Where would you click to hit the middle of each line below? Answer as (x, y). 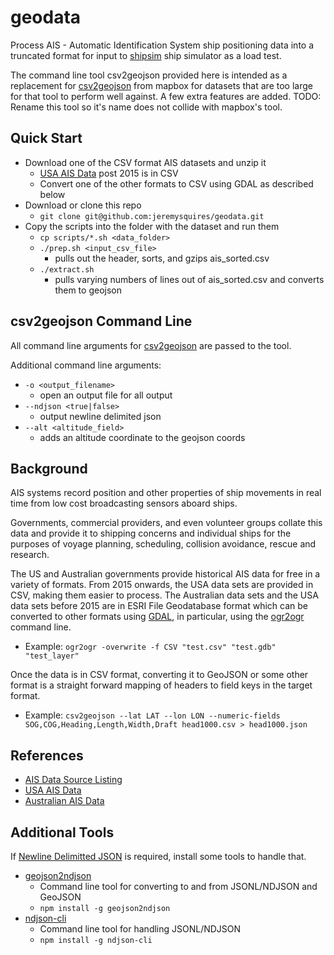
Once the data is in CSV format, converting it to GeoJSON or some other (159, 675)
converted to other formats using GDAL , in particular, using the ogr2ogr (157, 617)
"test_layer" (52, 656)
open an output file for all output (106, 395)
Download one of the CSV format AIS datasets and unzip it (145, 162)
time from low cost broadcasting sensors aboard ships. (124, 503)
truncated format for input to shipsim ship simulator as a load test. (146, 55)
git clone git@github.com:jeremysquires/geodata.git (152, 216)
